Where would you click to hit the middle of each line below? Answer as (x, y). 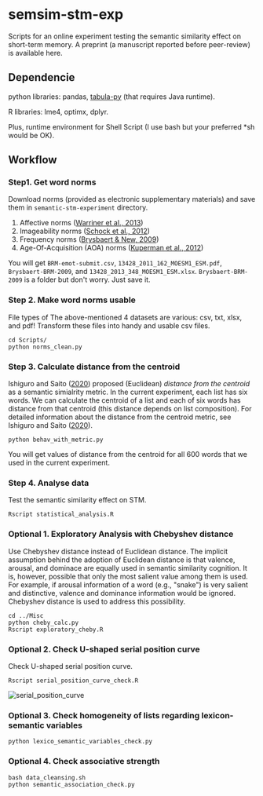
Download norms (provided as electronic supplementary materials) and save (132, 199)
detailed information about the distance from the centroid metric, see (120, 417)
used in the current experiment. (59, 463)
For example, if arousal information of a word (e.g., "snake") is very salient (128, 584)
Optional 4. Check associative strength (84, 761)
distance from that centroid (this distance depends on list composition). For (130, 409)
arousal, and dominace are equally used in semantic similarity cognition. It (128, 568)
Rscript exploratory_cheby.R (56, 630)
